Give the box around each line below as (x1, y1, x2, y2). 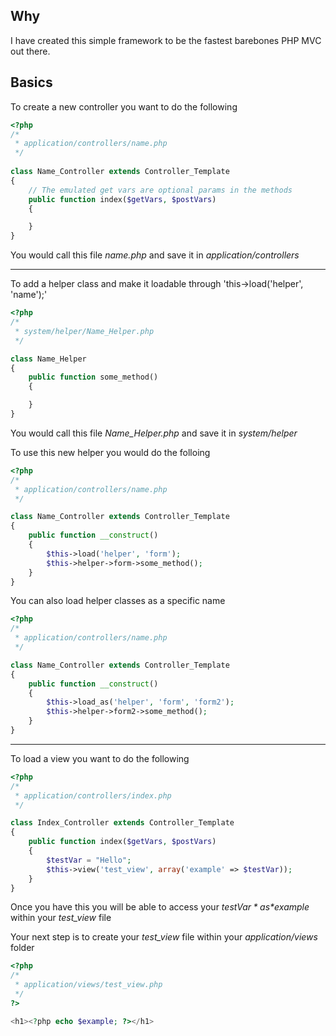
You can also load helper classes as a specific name (10, 595, 226, 607)
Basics (10, 74, 53, 91)
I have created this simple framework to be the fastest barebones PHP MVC (10, 34, 322, 46)
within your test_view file (10, 912, 112, 924)
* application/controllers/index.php (14, 790, 172, 801)
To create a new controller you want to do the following (10, 100, 238, 113)
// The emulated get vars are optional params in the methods (28, 185, 293, 195)
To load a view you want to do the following (10, 752, 190, 764)
